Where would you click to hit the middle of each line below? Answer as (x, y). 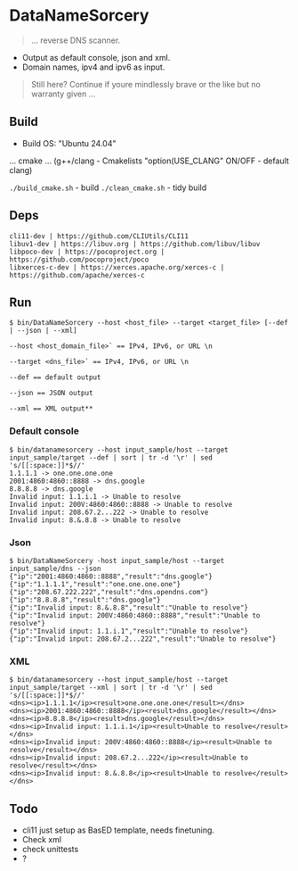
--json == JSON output (51, 394)
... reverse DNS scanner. (76, 40)
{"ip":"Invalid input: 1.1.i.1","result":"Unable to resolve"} (129, 631)
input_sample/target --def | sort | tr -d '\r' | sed (111, 457)
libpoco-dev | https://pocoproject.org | (87, 252)
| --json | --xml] (43, 331)
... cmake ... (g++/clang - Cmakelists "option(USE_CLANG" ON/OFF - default (149, 161)
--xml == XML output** (51, 409)
